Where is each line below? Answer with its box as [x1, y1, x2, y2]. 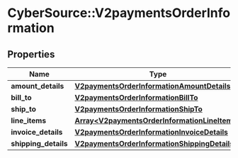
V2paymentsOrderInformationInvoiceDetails [74, 128, 229, 137]
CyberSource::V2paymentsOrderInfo [7, 5, 231, 21]
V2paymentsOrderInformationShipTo [74, 104, 203, 114]
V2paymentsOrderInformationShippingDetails [74, 139, 234, 148]
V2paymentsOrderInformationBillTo [74, 93, 198, 102]
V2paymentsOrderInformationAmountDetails [74, 81, 231, 91]
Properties [7, 48, 55, 60]
